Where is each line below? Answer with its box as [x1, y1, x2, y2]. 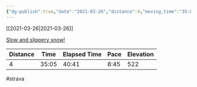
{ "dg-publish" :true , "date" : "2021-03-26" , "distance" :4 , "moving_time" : [6, 8, 180, 15]
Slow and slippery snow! [6, 36, 66, 43]
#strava [6, 75, 25, 82]
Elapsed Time [62, 50, 102, 58]
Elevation [127, 50, 154, 58]
